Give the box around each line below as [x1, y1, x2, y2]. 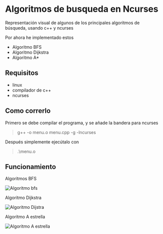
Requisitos [5, 69, 38, 77]
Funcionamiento [5, 163, 56, 171]
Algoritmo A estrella [5, 214, 45, 220]
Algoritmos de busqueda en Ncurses [5, 3, 159, 15]
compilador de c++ [12, 87, 52, 93]
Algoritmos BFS [5, 176, 37, 182]
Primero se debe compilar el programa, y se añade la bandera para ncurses [5, 120, 159, 126]
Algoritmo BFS [12, 44, 42, 50]
